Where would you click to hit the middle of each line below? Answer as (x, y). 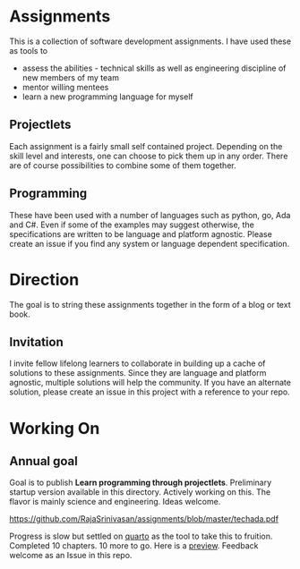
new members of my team (70, 77)
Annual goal (43, 461)
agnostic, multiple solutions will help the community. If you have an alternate (150, 383)
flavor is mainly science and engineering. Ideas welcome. (115, 502)
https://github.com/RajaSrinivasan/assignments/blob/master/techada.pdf (144, 519)
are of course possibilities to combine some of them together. (123, 165)
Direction (44, 280)
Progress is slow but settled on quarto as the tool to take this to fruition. (141, 536)
